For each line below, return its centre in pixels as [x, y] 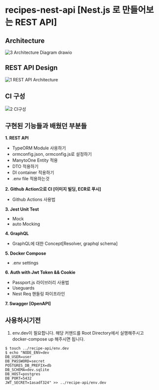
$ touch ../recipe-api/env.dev [37, 348]
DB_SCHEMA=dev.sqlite [27, 370]
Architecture [25, 40]
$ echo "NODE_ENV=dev [27, 353]
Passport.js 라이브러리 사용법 [41, 283]
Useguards [23, 288]
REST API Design [31, 68]
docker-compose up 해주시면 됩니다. [48, 339]
